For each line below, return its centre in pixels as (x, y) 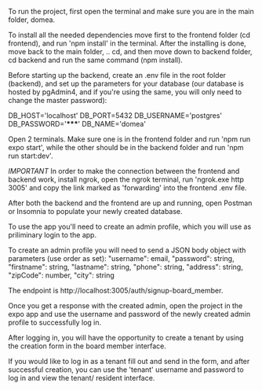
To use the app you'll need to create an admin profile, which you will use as (130, 226)
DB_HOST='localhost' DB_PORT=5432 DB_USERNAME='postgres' (115, 116)
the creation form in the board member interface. (87, 346)
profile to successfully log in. (55, 322)
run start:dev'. (31, 156)
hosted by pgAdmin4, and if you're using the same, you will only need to (125, 92)
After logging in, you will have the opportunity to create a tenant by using (126, 338)
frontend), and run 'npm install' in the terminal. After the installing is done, (127, 43)
